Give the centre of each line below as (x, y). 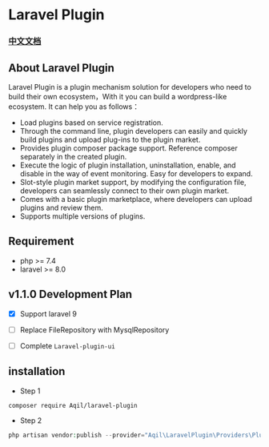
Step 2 (31, 420)
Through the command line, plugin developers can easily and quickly (134, 131)
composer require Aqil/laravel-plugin (73, 405)
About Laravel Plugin (61, 68)
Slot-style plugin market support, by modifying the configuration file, (133, 182)
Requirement (41, 242)
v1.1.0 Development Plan (70, 294)
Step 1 (30, 391)
